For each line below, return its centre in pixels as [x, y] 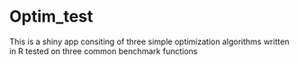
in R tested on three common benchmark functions [104, 50]
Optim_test [51, 17]
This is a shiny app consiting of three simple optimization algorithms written [149, 41]
